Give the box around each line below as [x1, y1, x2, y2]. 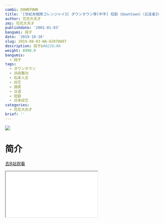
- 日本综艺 [9, 98, 29, 103]
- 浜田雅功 [9, 71, 29, 76]
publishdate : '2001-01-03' [5, 25, 60, 30]
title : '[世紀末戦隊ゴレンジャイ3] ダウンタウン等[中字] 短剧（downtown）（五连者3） [5, 12, 162, 17]
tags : [5, 62, 16, 67]
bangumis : [5, 52, 25, 58]
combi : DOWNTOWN [5, 7, 38, 12]
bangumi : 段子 [5, 30, 33, 35]
